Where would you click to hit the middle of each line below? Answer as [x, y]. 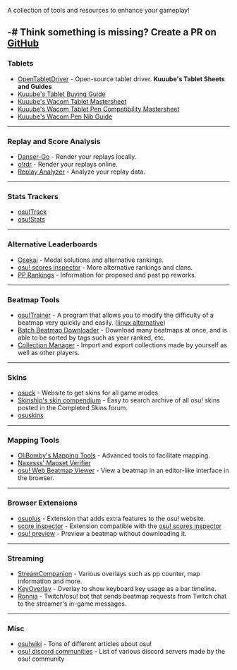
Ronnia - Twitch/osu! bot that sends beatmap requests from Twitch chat [122, 597]
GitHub [23, 43]
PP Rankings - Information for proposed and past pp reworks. [107, 275]
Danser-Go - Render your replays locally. [77, 156]
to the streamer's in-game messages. [72, 604]
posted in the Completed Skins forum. [73, 408]
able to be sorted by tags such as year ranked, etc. [91, 337]
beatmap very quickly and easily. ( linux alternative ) [91, 322]
